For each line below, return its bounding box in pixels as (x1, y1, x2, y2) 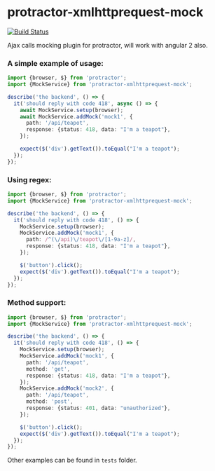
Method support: (7, 298, 67, 308)
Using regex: (7, 175, 52, 184)
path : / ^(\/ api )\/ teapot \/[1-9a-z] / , (25, 236, 137, 243)
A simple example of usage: (7, 58, 104, 68)
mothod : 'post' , (25, 398, 74, 405)
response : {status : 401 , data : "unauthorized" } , (25, 404, 171, 412)
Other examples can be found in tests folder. (7, 456, 138, 465)
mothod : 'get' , (25, 365, 71, 372)
